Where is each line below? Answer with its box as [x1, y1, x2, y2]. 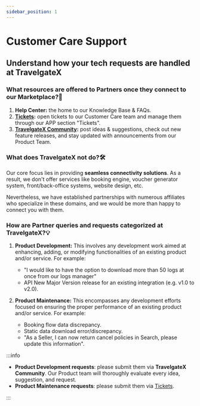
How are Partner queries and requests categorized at [6, 221, 163, 229]
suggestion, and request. [14, 376, 76, 383]
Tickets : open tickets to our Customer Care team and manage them [14, 113, 182, 120]
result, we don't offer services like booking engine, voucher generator [6, 176, 178, 183]
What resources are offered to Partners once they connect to [6, 85, 187, 94]
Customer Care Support [6, 34, 127, 48]
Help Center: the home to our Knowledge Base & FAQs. [14, 106, 152, 113]
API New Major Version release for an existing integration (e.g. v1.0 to [23, 279, 195, 287]
